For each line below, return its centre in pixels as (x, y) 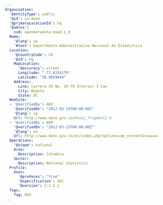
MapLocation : (27, 64)
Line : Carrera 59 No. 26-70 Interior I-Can (63, 86)
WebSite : (18, 100)
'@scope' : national (33, 145)
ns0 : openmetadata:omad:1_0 (42, 32)
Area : (19, 150)
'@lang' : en (26, 132)
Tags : (15, 190)
